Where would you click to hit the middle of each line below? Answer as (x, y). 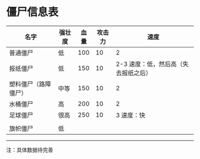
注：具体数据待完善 (30, 150)
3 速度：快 (131, 115)
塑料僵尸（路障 (30, 84)
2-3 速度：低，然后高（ (149, 64)
